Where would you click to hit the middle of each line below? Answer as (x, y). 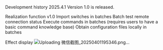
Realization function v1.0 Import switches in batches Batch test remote (77, 16)
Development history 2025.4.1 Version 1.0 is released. (60, 7)
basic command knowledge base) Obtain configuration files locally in (76, 27)
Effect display (19, 42)
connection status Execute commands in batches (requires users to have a (81, 22)
